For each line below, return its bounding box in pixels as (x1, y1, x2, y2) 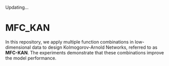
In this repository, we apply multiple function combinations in (5, 39, 134, 45)
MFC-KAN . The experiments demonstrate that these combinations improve (5, 49, 164, 55)
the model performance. (5, 55, 57, 61)
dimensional (5, 44, 31, 50)
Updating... (5, 5, 29, 10)
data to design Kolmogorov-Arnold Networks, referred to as (32, 44, 158, 50)
